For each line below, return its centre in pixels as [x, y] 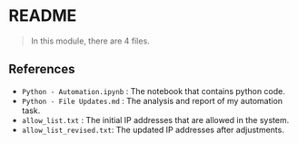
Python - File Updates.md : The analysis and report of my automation [152, 101]
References [42, 69]
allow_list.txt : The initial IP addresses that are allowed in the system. [155, 120]
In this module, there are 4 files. [90, 41]
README [43, 16]
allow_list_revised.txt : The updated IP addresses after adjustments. [153, 130]
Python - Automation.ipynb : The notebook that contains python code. [153, 91]
